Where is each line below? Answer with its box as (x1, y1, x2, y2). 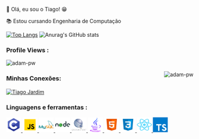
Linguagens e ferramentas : (6, 103, 88, 112)
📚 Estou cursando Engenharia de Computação (6, 18, 122, 24)
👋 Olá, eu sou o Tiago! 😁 (6, 6, 67, 12)
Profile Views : (6, 46, 49, 54)
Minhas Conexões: (6, 74, 61, 83)
